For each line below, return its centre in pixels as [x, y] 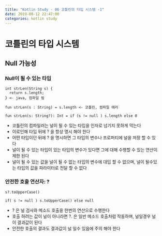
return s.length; [27, 93]
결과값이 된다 [29, 222]
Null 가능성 [21, 63]
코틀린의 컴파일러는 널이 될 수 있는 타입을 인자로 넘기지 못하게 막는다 [76, 126]
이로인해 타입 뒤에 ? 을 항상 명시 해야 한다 [51, 132]
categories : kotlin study [31, 18]
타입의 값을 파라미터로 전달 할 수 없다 [52, 168]
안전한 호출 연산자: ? [27, 182]
